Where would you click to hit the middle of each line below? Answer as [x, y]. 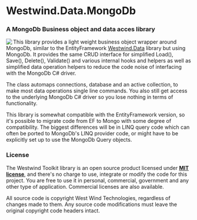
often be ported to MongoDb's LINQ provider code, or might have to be [92, 134]
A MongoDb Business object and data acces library [81, 29]
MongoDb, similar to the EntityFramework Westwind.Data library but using [96, 48]
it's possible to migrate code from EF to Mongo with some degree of [89, 121]
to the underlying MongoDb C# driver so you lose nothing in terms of [90, 97]
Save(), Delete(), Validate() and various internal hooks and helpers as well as [98, 61]
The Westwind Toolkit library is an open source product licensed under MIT [98, 168]
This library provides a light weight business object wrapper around [95, 42]
